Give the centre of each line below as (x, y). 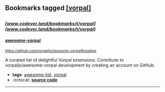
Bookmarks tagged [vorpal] (48, 8)
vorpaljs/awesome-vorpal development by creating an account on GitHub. (80, 65)
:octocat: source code (35, 80)
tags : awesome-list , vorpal (39, 74)
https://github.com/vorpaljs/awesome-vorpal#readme (51, 51)
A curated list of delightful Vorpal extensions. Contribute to (65, 60)
